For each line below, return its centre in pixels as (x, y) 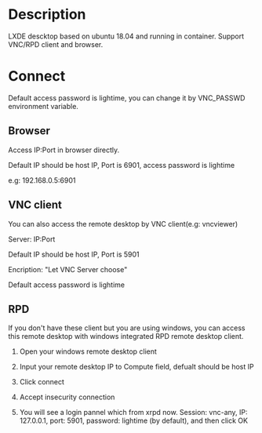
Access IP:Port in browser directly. (64, 150)
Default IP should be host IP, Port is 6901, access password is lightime (122, 165)
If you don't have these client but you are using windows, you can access (127, 328)
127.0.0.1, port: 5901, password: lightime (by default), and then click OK (134, 420)
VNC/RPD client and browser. (56, 44)
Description (47, 15)
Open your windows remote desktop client (88, 351)
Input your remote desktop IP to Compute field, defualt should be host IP (136, 367)
